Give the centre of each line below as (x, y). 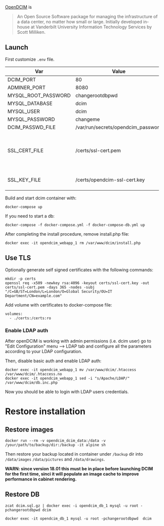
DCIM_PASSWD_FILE (32, 127)
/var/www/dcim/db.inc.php (31, 383)
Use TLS (18, 258)
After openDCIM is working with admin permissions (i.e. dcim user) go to (78, 341)
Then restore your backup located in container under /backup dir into (74, 454)
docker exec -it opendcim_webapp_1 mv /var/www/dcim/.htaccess (71, 370)
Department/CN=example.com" (34, 296)
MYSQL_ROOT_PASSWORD (39, 95)
